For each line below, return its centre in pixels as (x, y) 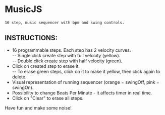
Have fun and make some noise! (38, 108)
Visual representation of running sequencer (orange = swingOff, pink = (86, 82)
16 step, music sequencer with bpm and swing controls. (65, 23)
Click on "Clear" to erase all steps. (48, 98)
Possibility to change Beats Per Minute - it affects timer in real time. (82, 93)
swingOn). (23, 87)
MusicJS (23, 9)
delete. (19, 77)
